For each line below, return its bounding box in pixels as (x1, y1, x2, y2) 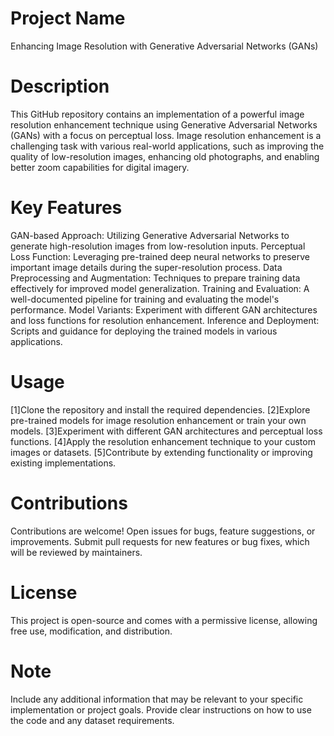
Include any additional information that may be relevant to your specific (10, 693, 304, 705)
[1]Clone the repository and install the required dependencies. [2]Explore (10, 403, 311, 416)
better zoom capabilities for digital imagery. (10, 161, 190, 173)
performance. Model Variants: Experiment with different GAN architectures (10, 303, 318, 316)
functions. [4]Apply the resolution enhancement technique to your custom (10, 435, 316, 447)
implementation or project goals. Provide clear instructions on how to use (10, 703, 312, 716)
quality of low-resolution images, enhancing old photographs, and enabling (10, 150, 320, 162)
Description (10, 75, 110, 98)
